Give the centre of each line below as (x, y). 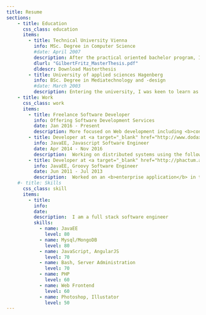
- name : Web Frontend (67, 286)
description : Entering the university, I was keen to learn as (116, 92)
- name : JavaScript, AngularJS (79, 251)
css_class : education (50, 29)
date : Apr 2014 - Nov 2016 (68, 149)
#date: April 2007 (57, 52)
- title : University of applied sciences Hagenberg (96, 75)
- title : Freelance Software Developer (79, 115)
